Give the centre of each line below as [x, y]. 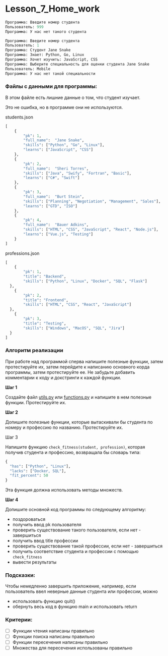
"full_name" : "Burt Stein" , [54, 197]
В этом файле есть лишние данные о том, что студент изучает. [73, 97]
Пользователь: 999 [24, 27]
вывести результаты [34, 562]
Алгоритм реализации [34, 350]
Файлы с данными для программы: [51, 86]
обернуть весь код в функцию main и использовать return [75, 607]
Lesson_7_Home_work [53, 9]
